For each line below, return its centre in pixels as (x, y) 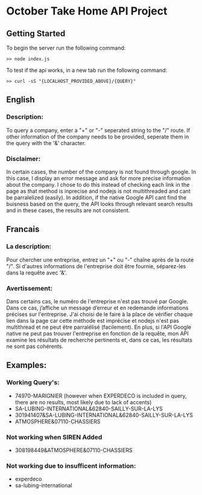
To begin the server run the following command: (66, 48)
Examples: (27, 365)
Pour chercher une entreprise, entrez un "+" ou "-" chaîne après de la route (100, 260)
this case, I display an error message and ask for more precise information (99, 178)
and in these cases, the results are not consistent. (68, 210)
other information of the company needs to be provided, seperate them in (98, 137)
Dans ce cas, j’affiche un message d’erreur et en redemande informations (97, 308)
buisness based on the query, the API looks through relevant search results (99, 204)
